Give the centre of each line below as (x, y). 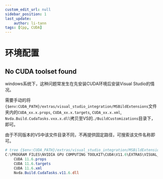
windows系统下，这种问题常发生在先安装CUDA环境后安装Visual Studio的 (78, 84)
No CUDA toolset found (41, 71)
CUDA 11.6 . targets (32, 163)
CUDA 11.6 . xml (28, 168)
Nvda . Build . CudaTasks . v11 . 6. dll (46, 173)
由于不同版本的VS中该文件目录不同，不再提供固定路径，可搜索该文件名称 (78, 135)
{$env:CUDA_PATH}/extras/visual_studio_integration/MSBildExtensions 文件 (81, 106)
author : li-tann (30, 23)
